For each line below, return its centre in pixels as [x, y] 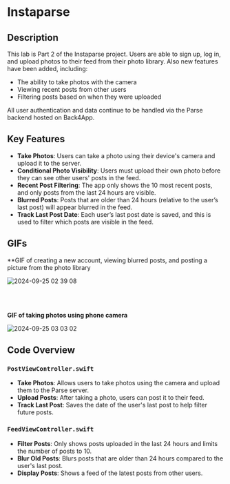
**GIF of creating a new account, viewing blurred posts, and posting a [107, 260]
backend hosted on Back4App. [51, 117]
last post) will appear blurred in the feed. [75, 207]
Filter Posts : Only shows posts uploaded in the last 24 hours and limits [117, 443]
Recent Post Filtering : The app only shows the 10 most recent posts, [115, 185]
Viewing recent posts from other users [72, 89]
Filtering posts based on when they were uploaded [89, 97]
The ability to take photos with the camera [77, 82]
